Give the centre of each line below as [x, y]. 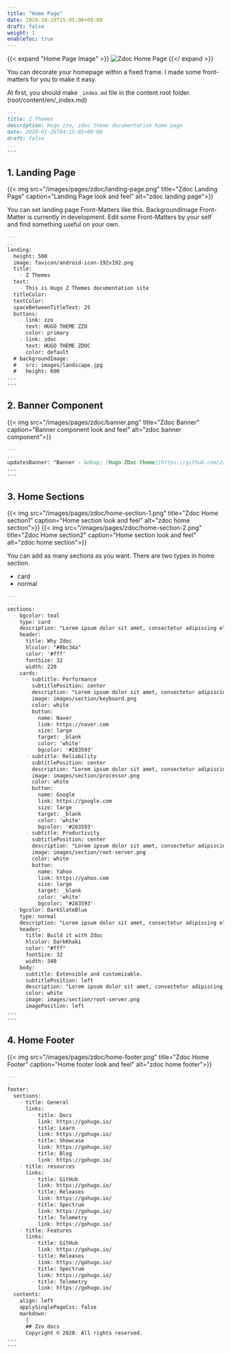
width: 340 [41, 961]
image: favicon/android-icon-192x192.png [74, 262]
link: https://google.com [75, 801]
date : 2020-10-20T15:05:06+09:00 [55, 20]
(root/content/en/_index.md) [47, 100]
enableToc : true [30, 39]
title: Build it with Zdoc [64, 936]
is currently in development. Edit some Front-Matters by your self [119, 217]
